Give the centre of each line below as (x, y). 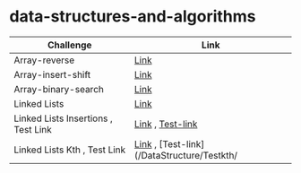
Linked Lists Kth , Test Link (70, 150)
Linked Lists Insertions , (64, 118)
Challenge (70, 45)
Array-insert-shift (52, 74)
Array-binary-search (59, 89)
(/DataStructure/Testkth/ (186, 155)
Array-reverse (44, 60)
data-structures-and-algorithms (133, 17)
